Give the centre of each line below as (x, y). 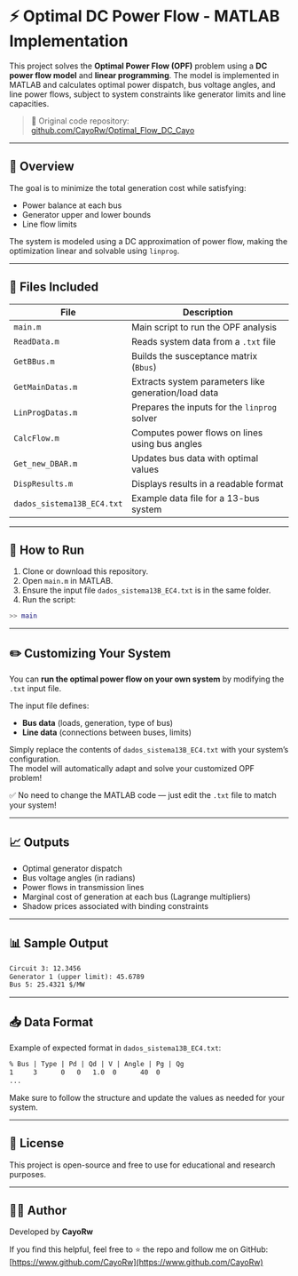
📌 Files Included (54, 287)
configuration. (35, 759)
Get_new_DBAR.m (46, 463)
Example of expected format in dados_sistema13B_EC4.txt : (115, 1048)
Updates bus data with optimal (195, 458)
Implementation (69, 41)
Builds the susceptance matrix (195, 355)
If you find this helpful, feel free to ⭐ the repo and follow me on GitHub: (139, 1249)
